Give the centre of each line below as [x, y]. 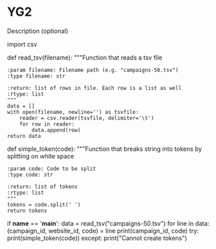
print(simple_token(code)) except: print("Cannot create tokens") [97, 238]
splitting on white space [41, 156]
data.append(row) [56, 130]
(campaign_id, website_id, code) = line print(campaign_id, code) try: [103, 230]
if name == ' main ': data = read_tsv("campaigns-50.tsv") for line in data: [108, 223]
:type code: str [30, 175]
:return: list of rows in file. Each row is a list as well [95, 88]
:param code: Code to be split [52, 169]
